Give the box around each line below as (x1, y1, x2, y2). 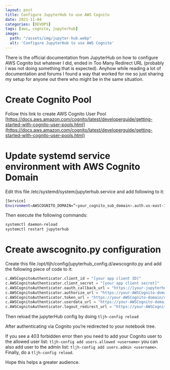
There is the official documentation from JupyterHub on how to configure (5, 54, 158, 60)
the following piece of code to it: (5, 266, 73, 272)
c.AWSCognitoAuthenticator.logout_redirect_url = (5, 304, 112, 310)
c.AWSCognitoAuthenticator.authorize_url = (5, 290, 99, 295)
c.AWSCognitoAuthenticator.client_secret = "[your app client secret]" (5, 281, 159, 286)
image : (5, 31, 19, 36)
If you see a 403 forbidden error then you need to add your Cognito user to (5, 333, 162, 340)
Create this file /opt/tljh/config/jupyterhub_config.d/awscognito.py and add (5, 261, 162, 267)
